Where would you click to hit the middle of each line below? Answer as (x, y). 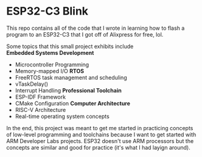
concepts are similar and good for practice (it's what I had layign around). (98, 147)
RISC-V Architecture (40, 110)
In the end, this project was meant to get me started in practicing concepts (100, 128)
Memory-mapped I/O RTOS (49, 71)
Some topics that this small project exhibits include (70, 46)
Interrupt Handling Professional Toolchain (68, 90)
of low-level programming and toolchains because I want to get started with (101, 134)
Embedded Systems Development (50, 52)
